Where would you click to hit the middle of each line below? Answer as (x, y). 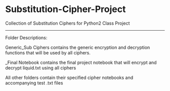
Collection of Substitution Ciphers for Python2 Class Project (68, 23)
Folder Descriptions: (26, 37)
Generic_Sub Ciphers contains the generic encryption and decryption (78, 47)
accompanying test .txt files (34, 83)
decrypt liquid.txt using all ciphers (41, 68)
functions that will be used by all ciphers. (48, 53)
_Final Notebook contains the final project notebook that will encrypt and (81, 62)
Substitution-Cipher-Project (66, 9)
